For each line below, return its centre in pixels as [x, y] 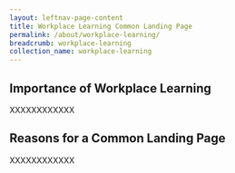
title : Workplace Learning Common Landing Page [101, 26]
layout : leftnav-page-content [67, 18]
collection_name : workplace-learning [81, 52]
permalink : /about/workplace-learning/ [85, 34]
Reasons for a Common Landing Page [117, 138]
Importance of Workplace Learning [110, 88]
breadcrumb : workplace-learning [70, 43]
